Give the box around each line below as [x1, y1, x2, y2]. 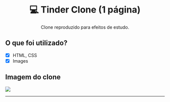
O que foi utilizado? [5, 39, 68, 47]
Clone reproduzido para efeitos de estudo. [40, 24, 130, 30]
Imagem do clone [5, 73, 61, 81]
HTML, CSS [12, 52, 37, 58]
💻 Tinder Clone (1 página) [29, 4, 141, 16]
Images [12, 58, 28, 64]
